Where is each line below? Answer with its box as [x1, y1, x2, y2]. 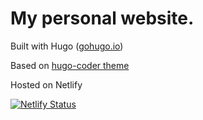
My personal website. [10, 7, 195, 30]
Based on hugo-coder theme [10, 59, 130, 71]
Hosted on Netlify [10, 78, 83, 91]
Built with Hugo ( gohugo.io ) [10, 40, 124, 52]
